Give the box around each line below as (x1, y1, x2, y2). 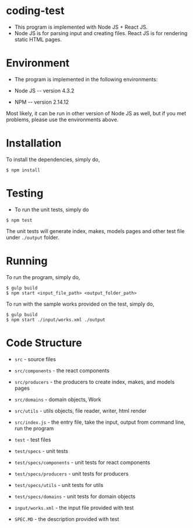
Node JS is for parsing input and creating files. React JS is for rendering (14, 29, 188, 36)
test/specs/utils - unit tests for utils (14, 481, 104, 488)
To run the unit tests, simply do (14, 206, 89, 213)
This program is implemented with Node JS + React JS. (14, 23, 148, 30)
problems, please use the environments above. (6, 116, 119, 123)
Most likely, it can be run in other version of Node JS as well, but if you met (6, 109, 187, 116)
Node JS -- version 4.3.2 (14, 87, 75, 94)
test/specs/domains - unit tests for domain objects (14, 493, 136, 500)
